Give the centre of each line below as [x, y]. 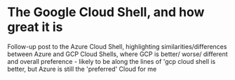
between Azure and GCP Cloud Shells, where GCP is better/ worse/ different [117, 54]
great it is [35, 27]
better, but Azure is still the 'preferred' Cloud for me [82, 69]
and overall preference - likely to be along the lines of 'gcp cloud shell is [112, 61]
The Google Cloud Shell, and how [106, 12]
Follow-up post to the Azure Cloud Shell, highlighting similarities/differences [117, 46]
